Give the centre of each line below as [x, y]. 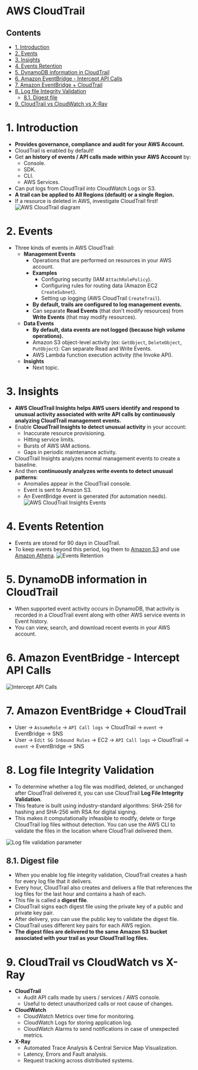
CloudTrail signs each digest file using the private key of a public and [99, 907]
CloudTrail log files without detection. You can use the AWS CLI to [95, 824]
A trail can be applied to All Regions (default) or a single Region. [94, 195]
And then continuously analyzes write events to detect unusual [94, 471]
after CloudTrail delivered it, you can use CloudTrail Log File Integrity [99, 793]
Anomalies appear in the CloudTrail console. [77, 483]
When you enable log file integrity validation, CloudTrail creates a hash [101, 875]
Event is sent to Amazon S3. [58, 490]
